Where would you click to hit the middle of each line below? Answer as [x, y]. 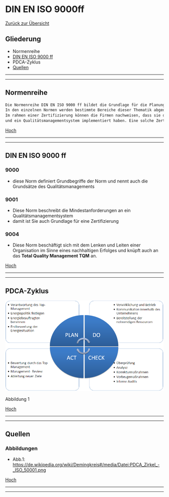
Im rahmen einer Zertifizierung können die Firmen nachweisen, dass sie [83, 115]
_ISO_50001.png [29, 470]
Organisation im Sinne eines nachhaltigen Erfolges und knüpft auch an [85, 251]
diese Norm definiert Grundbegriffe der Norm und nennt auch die [80, 181]
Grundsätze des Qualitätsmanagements [53, 186]
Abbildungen [21, 448]
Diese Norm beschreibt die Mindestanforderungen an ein [71, 211]
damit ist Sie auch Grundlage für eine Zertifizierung [66, 221]
